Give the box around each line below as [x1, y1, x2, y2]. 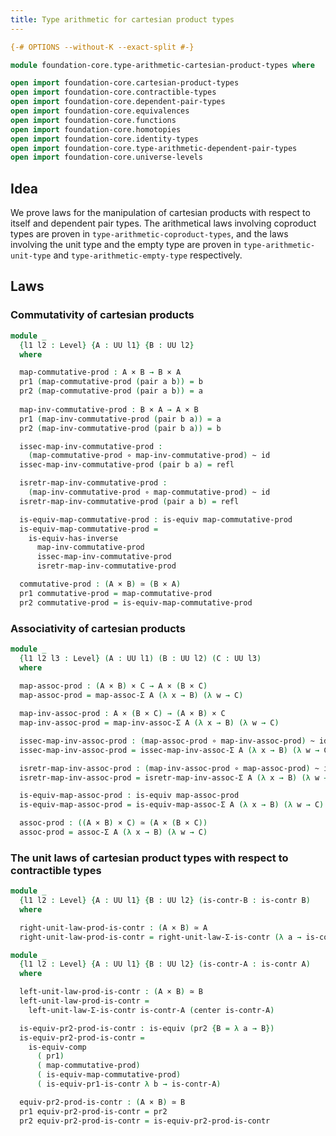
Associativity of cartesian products [10, 621, 186, 635]
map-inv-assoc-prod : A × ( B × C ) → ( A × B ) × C [19, 709, 226, 719]
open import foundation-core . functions [10, 115, 177, 125]
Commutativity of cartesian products [10, 308, 195, 322]
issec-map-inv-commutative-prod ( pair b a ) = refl [19, 460, 235, 470]
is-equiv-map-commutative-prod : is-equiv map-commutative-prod [19, 514, 293, 525]
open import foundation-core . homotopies [10, 124, 182, 135]
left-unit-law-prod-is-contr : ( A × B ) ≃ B [19, 987, 203, 997]
